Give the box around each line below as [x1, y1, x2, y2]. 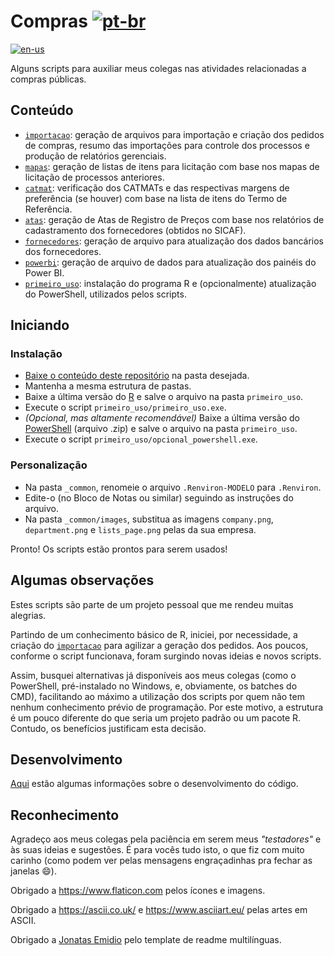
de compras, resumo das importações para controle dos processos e [24, 139, 310, 151]
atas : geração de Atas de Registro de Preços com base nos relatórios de [24, 213, 325, 225]
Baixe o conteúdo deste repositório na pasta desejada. [24, 370, 250, 382]
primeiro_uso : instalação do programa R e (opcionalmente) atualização [24, 277, 317, 289]
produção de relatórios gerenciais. [24, 150, 167, 162]
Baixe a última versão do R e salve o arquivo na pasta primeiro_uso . [24, 391, 304, 403]
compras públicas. [10, 73, 87, 85]
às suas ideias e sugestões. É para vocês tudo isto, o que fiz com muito [10, 844, 305, 856]
